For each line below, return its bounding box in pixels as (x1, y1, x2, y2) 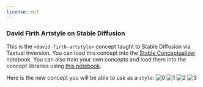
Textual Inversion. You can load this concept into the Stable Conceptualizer (6, 49, 196, 57)
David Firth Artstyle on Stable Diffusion (6, 29, 125, 37)
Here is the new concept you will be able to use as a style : (6, 74, 155, 81)
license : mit (6, 9, 40, 15)
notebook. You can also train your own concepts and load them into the (6, 55, 186, 63)
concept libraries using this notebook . (6, 62, 102, 69)
